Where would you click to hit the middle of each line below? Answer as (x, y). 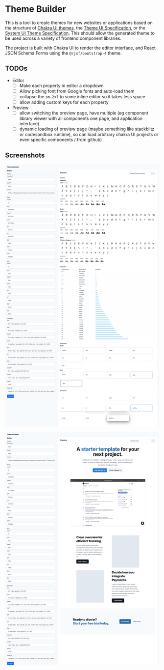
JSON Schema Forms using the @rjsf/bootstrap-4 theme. (63, 53)
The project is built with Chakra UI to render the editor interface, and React (80, 48)
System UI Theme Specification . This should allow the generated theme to (80, 33)
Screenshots (25, 155)
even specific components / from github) (60, 140)
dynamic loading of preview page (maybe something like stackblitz (87, 129)
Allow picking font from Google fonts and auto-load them (77, 91)
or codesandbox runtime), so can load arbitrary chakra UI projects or (89, 135)
